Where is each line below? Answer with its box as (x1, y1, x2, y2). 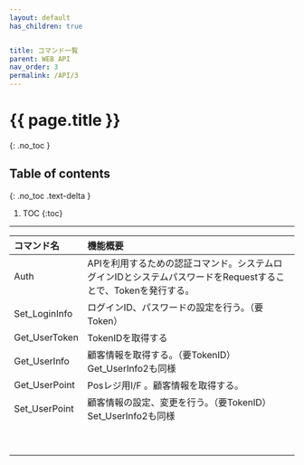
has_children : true (9, 22, 83, 31)
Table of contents (9, 166, 110, 182)
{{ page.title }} (9, 110, 121, 131)
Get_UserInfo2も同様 (87, 362, 176, 375)
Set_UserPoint (14, 402, 74, 414)
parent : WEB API (9, 54, 71, 63)
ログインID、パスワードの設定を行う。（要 (87, 300, 264, 313)
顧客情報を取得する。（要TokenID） (87, 348, 236, 361)
